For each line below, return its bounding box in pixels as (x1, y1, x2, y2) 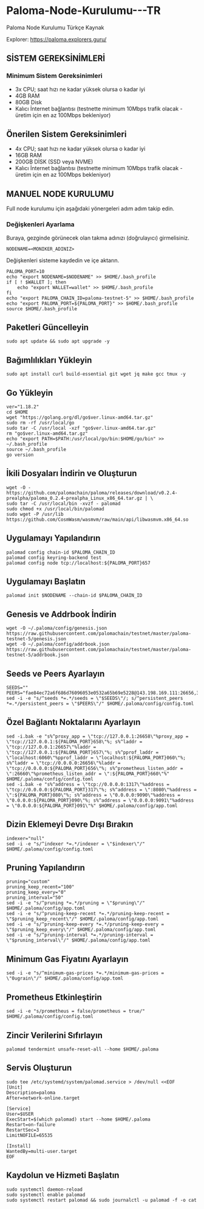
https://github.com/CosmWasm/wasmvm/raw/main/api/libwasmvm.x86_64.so (6, 516, 189, 522)
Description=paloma (6, 1090, 56, 1096)
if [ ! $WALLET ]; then (6, 279, 67, 285)
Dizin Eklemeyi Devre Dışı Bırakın (6, 819, 134, 830)
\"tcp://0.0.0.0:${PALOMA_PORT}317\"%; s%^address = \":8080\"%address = (6, 786, 197, 793)
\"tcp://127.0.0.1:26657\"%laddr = (6, 744, 97, 750)
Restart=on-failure (6, 1121, 56, 1128)
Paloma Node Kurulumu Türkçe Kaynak (6, 24, 104, 31)
